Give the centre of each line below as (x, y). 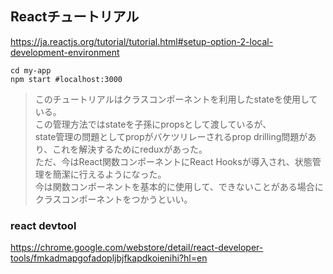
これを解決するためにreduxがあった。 (130, 149)
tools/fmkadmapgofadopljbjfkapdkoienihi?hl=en (109, 258)
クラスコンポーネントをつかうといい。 (113, 199)
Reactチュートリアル (75, 17)
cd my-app (31, 70)
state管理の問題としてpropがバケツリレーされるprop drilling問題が (171, 136)
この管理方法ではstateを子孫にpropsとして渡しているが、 (153, 124)
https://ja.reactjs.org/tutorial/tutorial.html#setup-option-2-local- (142, 41)
